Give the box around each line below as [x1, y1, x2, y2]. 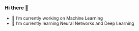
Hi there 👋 [4, 4, 29, 11]
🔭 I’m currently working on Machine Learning [11, 15, 103, 21]
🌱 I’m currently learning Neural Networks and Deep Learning [11, 20, 135, 26]
